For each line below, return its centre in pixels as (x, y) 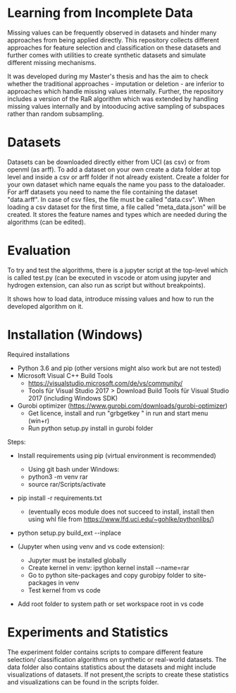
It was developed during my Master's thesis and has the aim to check (108, 76)
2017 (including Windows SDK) (73, 398)
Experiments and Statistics (88, 632)
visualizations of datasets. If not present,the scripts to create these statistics (118, 674)
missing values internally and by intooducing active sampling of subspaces (116, 106)
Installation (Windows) (75, 335)
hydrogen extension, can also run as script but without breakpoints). (106, 285)
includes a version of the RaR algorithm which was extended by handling (113, 99)
